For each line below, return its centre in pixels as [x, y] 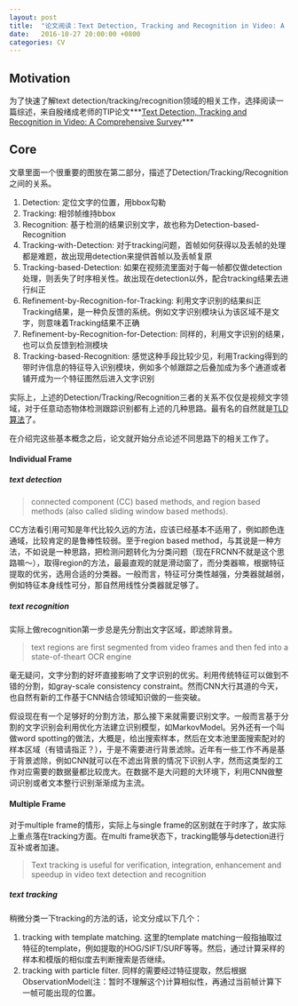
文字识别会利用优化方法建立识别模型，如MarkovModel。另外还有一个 [151, 727]
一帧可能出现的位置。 [61, 993]
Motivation [40, 78]
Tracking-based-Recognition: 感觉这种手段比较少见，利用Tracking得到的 [155, 355]
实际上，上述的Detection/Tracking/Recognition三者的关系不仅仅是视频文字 [145, 397]
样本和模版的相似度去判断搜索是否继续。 [96, 959]
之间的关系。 [32, 183]
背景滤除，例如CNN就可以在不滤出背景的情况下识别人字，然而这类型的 [146, 761]
